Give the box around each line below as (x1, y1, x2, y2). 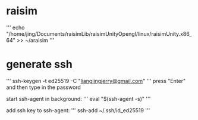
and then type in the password (6, 84, 81, 91)
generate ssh (6, 58, 73, 71)
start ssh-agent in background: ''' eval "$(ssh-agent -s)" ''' (6, 95, 151, 102)
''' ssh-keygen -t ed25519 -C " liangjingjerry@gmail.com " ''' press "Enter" (6, 77, 186, 84)
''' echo (6, 24, 25, 31)
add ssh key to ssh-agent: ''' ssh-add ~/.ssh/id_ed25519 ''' (6, 106, 150, 114)
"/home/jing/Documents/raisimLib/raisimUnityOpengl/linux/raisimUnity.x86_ (6, 30, 192, 37)
